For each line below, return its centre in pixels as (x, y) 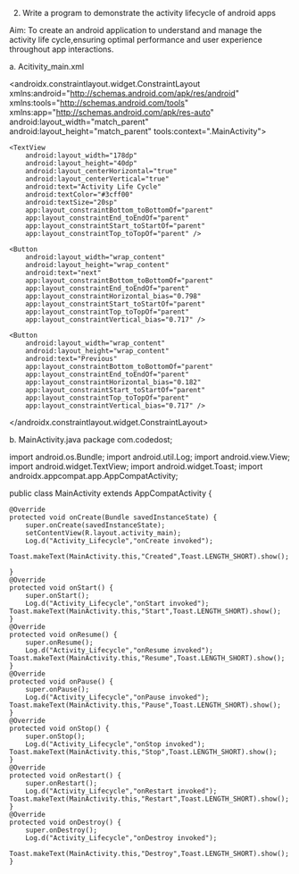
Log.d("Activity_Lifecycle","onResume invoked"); (120, 651)
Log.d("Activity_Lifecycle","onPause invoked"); (117, 697)
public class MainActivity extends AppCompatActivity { (111, 493)
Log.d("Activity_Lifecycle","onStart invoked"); (117, 603)
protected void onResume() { (63, 634)
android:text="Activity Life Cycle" (94, 187)
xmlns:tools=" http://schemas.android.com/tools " (99, 103)
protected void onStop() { (59, 728)
